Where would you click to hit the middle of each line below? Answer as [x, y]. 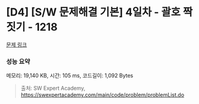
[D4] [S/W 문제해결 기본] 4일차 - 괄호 [94, 12]
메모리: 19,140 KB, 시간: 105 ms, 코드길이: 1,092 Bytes [70, 75]
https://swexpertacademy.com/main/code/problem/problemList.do [102, 95]
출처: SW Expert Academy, [53, 88]
